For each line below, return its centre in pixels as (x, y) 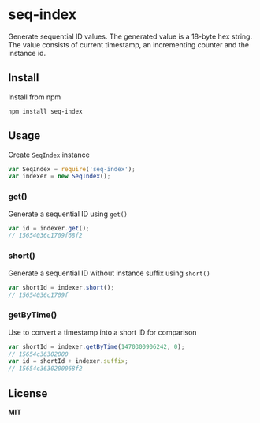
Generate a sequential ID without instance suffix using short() (109, 273)
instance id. (27, 53)
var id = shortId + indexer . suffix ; (68, 361)
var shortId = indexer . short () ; (61, 287)
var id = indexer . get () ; (49, 228)
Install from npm (35, 97)
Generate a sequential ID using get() (68, 214)
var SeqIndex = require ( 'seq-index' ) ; (72, 169)
